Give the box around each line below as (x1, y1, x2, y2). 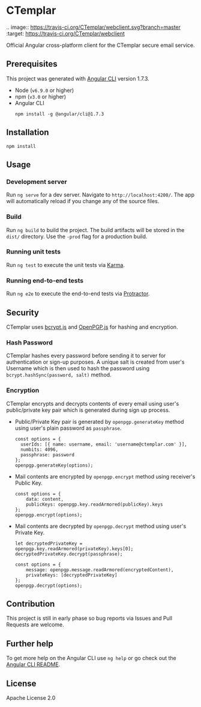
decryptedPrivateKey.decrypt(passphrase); (14, 551, 123, 557)
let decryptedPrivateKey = (14, 540, 83, 546)
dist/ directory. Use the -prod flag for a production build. (6, 233, 148, 240)
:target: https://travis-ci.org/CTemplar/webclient (6, 29, 125, 37)
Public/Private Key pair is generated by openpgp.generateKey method (14, 418, 184, 425)
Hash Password (6, 338, 53, 346)
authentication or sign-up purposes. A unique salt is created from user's (6, 358, 185, 366)
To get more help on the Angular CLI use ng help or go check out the (6, 655, 176, 662)
